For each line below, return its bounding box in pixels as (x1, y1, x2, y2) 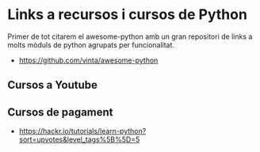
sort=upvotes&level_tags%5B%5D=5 (18, 135, 140, 144)
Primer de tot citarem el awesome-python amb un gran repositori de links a (7, 32, 253, 41)
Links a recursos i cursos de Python (7, 6, 247, 24)
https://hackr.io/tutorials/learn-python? (18, 127, 147, 136)
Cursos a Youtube (7, 78, 98, 92)
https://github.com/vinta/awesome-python (18, 55, 159, 65)
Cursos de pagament (7, 105, 113, 119)
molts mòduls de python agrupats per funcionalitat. (7, 40, 175, 49)
